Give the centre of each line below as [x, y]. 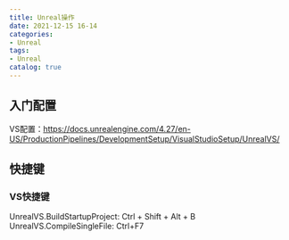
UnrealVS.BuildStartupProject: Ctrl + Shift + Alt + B [103, 217]
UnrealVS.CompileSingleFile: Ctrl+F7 [77, 226]
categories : [31, 34]
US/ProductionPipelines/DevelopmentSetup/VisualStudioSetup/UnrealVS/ [144, 138]
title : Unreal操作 [42, 17]
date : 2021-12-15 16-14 [54, 26]
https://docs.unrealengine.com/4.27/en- [117, 128]
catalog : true [36, 68]
